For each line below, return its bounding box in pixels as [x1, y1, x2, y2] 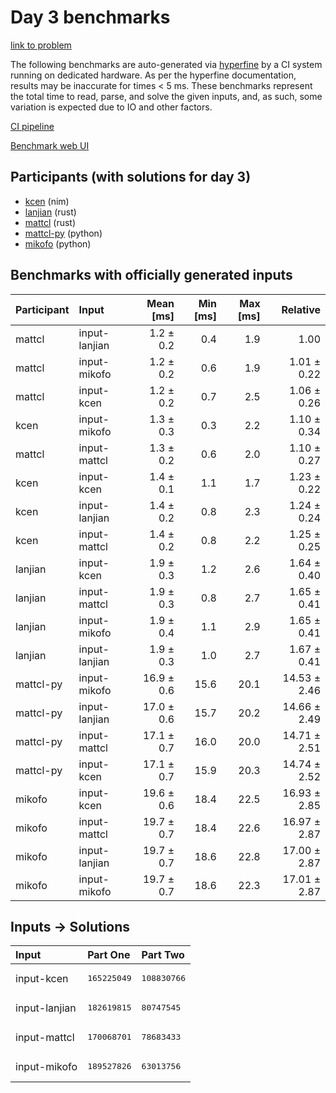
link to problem [10, 39, 72, 51]
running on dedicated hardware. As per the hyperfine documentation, [10, 69, 297, 81]
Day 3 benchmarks [10, 6, 171, 29]
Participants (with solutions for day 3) [10, 169, 252, 186]
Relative [281, 302, 321, 316]
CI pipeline [10, 120, 55, 132]
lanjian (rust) [24, 206, 77, 218]
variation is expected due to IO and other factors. [10, 101, 213, 113]
